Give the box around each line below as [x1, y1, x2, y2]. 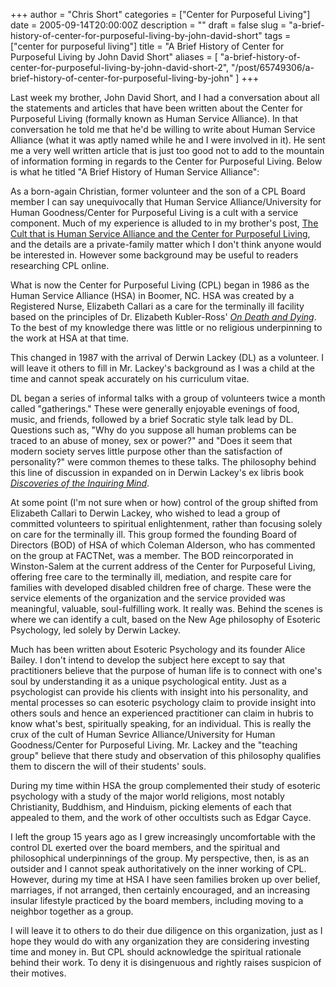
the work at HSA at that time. [10, 332, 130, 344]
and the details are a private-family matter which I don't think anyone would [10, 239, 322, 250]
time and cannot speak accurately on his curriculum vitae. [10, 373, 250, 384]
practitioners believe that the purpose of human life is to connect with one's [10, 665, 323, 676]
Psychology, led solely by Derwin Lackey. [10, 624, 181, 636]
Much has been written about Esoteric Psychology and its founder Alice [10, 644, 306, 655]
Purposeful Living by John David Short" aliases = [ [10, 51, 218, 63]
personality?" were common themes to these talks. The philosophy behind [10, 456, 317, 468]
